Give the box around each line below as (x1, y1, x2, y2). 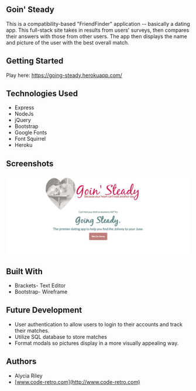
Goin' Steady (6, 5, 54, 15)
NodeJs (14, 110, 34, 117)
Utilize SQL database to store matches (14, 333, 107, 340)
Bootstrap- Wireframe (14, 288, 68, 295)
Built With (6, 267, 43, 277)
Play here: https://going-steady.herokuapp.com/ (6, 72, 123, 79)
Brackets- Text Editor (14, 282, 66, 289)
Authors (6, 356, 37, 366)
